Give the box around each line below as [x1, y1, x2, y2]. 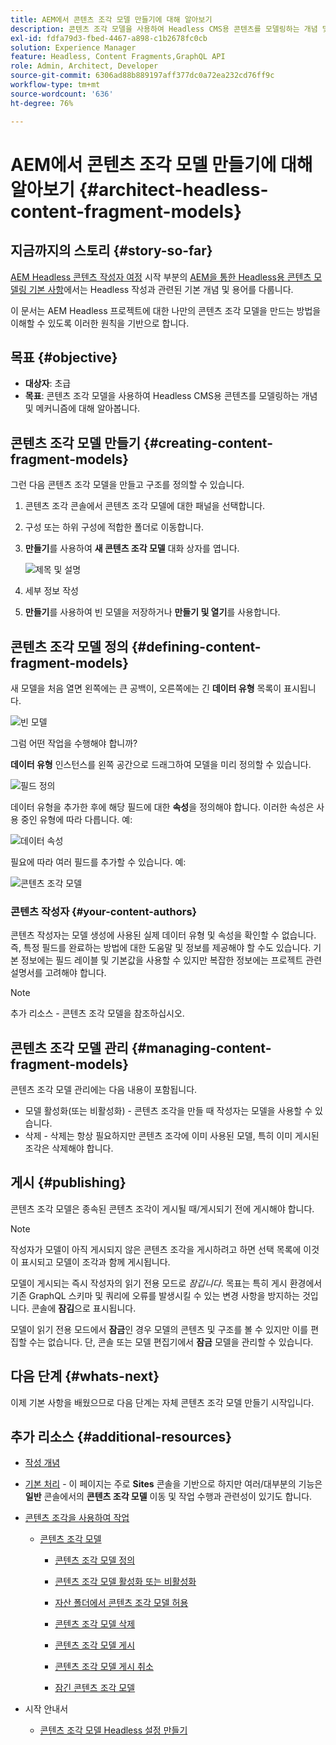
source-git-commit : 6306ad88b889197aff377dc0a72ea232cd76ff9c [10, 71, 275, 81]
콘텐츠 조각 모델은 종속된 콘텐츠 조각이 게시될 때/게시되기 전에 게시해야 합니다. [10, 1202, 315, 1215]
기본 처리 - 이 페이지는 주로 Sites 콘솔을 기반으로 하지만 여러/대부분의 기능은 [24, 1478, 323, 1490]
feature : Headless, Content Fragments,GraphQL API [10, 52, 226, 62]
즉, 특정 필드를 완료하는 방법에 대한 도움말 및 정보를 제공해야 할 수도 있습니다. [10, 942, 312, 954]
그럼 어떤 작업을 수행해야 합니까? [10, 737, 138, 749]
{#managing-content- [131, 1039, 272, 1056]
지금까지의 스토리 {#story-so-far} [10, 242, 213, 260]
